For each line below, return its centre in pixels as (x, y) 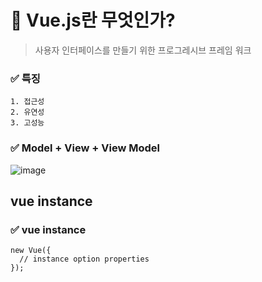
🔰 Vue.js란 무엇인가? (93, 20)
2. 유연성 (27, 112)
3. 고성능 (27, 123)
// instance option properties (84, 259)
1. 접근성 (27, 102)
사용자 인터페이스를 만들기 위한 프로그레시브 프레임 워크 (143, 50)
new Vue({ (31, 251)
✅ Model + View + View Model (85, 148)
